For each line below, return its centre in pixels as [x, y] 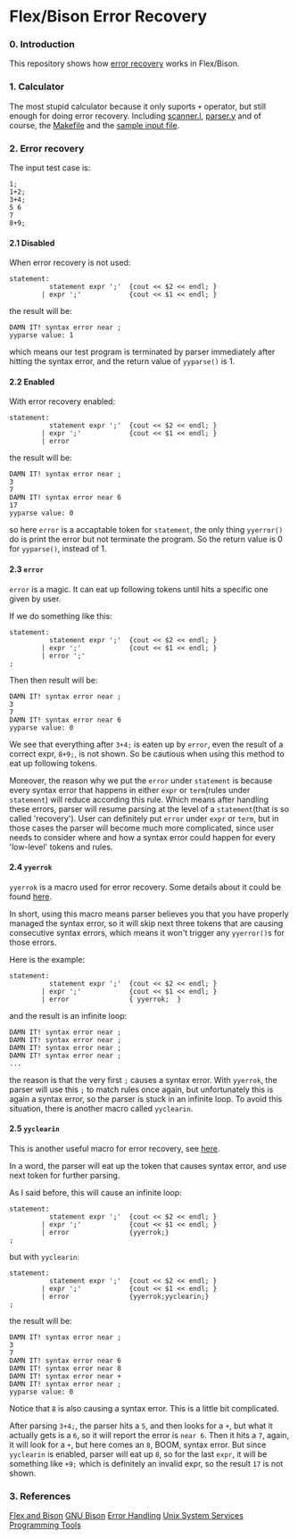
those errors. [33, 942]
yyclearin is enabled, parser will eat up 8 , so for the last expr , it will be [138, 1454]
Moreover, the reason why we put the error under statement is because [141, 780]
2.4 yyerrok [31, 867]
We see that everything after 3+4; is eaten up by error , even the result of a [146, 744]
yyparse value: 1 [41, 335]
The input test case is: [50, 168]
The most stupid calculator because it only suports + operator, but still [137, 106]
